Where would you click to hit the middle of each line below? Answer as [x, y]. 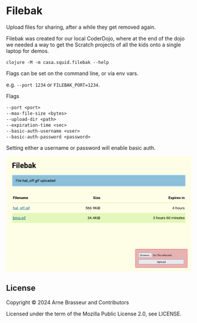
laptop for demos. [28, 51]
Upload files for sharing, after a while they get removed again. [81, 27]
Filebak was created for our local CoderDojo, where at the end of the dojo [96, 38]
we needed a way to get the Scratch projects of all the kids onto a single [94, 45]
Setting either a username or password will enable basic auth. [81, 147]
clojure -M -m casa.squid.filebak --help [58, 62]
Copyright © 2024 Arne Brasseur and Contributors [68, 302]
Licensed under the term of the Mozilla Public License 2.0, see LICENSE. [94, 314]
